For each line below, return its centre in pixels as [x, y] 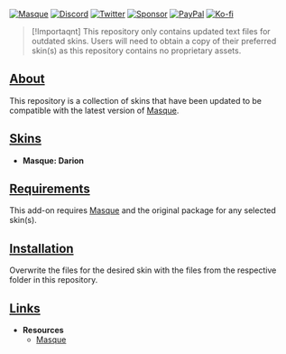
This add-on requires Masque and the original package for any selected [143, 210]
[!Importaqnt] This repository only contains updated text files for [151, 31]
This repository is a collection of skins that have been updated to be [135, 100]
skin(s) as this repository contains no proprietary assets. [136, 51]
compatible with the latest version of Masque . [94, 110]
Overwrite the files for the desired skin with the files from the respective [143, 270]
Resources [43, 331]
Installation [42, 248]
